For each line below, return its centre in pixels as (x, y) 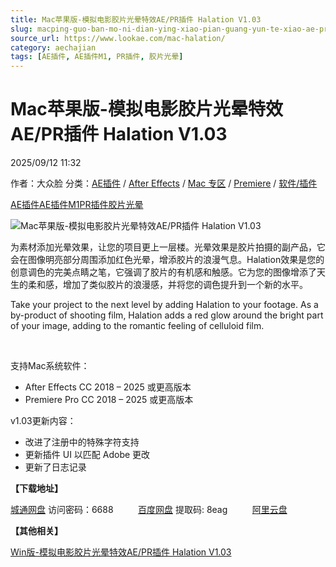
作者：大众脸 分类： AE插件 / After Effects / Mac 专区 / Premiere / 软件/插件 (164, 183)
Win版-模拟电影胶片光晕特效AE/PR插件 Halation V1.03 (121, 552)
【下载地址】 (36, 488)
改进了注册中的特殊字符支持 (82, 442)
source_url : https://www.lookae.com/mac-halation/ (118, 38)
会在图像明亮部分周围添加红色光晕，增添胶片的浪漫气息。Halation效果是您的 (167, 260)
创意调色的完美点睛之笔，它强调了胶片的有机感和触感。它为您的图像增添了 (163, 272)
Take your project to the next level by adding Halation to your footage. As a (164, 305)
